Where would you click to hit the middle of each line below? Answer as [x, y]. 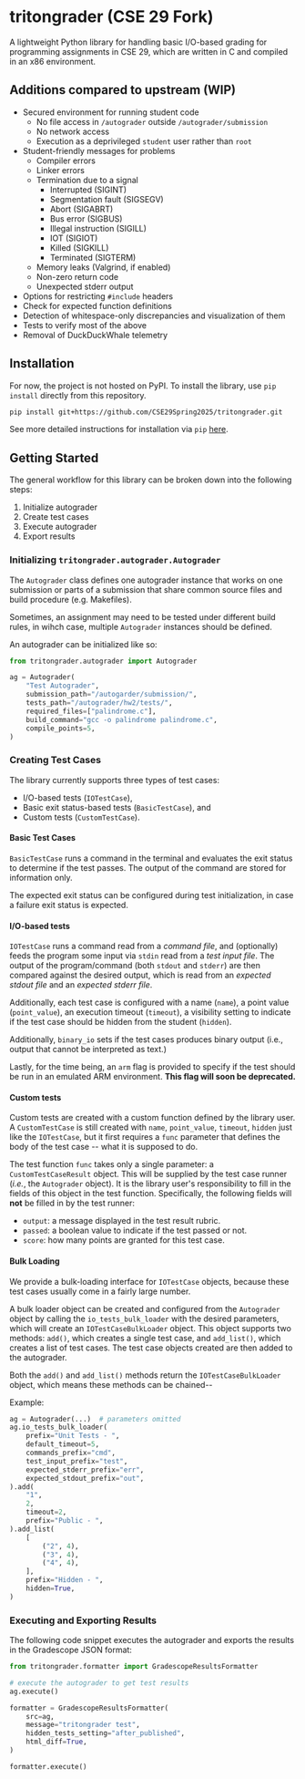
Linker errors [60, 170]
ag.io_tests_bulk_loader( [58, 1427]
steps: [21, 490]
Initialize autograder [60, 507]
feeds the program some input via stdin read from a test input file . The [142, 956]
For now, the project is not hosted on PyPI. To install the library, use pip [143, 386]
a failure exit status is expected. [69, 905]
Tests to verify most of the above [85, 325]
